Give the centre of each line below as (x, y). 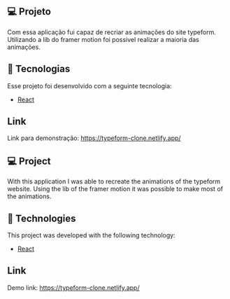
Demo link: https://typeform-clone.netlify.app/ (73, 287)
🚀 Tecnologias (39, 69)
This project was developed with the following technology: (92, 235)
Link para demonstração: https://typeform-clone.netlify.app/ (94, 138)
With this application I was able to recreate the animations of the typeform (114, 181)
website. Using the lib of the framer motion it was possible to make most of (115, 189)
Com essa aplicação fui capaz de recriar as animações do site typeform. (112, 32)
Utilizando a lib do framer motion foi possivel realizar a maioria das (103, 39)
